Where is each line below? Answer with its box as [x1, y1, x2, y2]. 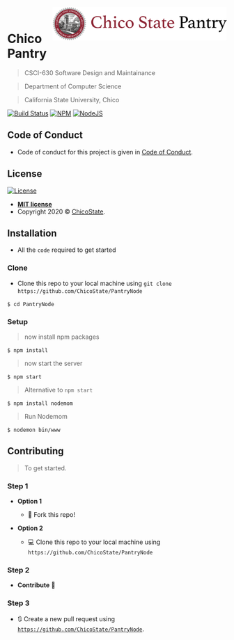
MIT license [17, 200, 52, 208]
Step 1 [7, 481, 29, 490]
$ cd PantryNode [7, 301, 54, 307]
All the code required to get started [17, 246, 116, 254]
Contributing [7, 445, 64, 457]
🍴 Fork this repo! [27, 511, 75, 519]
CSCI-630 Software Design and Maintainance [24, 68, 155, 77]
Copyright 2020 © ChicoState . [17, 207, 106, 216]
